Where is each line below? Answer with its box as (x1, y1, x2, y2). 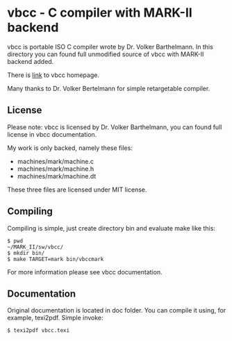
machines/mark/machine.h (17, 165, 94, 173)
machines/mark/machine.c (17, 157, 94, 165)
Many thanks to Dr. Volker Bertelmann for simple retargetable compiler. (7, 84, 210, 92)
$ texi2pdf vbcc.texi (7, 327, 70, 334)
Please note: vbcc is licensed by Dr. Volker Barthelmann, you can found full (7, 123, 222, 131)
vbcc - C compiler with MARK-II (7, 5, 192, 21)
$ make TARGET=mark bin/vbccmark (7, 256, 104, 263)
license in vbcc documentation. (7, 130, 97, 138)
